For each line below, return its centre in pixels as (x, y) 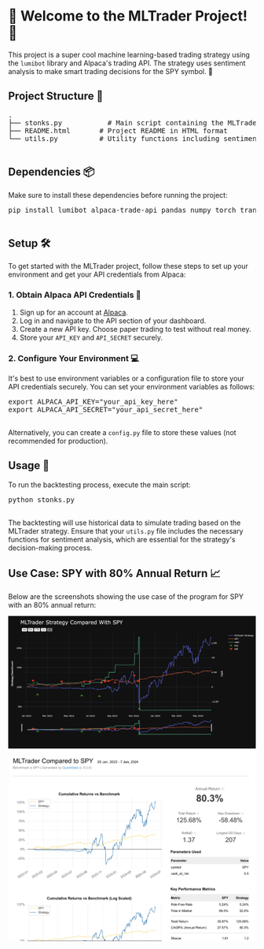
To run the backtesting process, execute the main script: (99, 485)
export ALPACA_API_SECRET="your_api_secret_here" (106, 409)
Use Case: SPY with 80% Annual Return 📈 (115, 573)
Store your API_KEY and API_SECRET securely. (91, 337)
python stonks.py (41, 499)
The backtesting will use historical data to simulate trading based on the (125, 523)
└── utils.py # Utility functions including (114, 138)
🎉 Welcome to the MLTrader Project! (128, 16)
